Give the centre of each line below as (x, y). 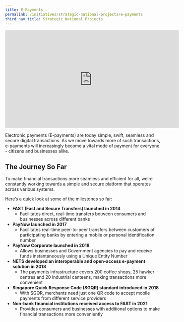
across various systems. (30, 189)
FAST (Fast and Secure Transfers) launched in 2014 (66, 209)
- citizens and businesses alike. (37, 151)
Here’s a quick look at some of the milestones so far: (59, 199)
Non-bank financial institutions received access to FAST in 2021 (80, 304)
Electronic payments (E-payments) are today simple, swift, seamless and (80, 135)
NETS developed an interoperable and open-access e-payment (79, 261)
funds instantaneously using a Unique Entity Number (74, 256)
